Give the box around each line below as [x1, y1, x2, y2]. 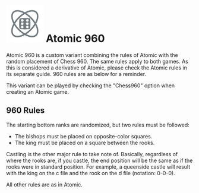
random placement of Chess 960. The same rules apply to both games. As [6, 58, 189, 65]
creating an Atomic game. [6, 88, 70, 95]
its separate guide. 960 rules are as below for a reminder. [6, 70, 147, 77]
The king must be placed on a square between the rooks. [14, 139, 155, 146]
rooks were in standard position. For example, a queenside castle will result [6, 163, 191, 170]
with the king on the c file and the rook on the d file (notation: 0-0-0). [6, 169, 175, 176]
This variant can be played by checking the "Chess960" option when [6, 82, 175, 89]
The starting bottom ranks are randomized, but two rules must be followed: [6, 121, 190, 128]
